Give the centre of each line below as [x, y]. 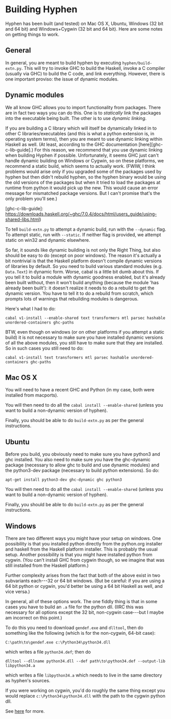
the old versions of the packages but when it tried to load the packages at [83, 182]
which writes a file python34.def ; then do [48, 652]
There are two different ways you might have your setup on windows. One [83, 538]
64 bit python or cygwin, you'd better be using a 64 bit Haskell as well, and [84, 586]
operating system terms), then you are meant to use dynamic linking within [84, 139]
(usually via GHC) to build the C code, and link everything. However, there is [85, 73]
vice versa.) [18, 591]
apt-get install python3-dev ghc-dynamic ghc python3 [64, 480]
